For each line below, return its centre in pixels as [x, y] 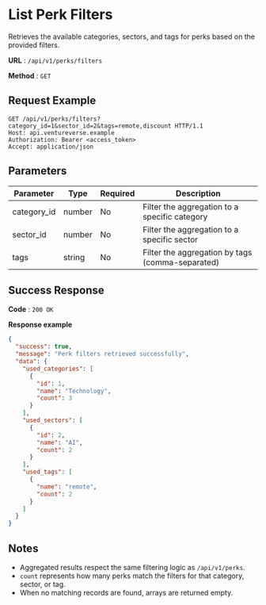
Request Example [52, 101]
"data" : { [31, 362]
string [74, 257]
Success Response [56, 290]
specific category [175, 216]
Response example [40, 325]
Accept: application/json [51, 147]
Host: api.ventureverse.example [61, 132]
